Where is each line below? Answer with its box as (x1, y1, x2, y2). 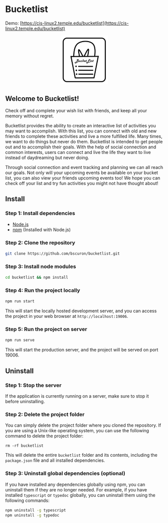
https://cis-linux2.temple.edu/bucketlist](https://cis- (22, 20, 129, 26)
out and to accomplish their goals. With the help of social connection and (5, 144, 156, 150)
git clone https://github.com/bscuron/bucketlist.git (5, 251, 120, 256)
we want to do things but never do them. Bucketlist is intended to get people (5, 138, 163, 144)
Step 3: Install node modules (5, 263, 76, 270)
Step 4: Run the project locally (5, 287, 80, 294)
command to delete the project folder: (5, 433, 84, 439)
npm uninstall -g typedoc (5, 513, 59, 518)
